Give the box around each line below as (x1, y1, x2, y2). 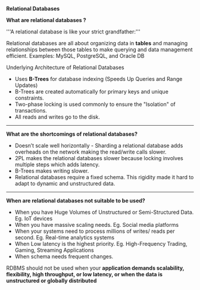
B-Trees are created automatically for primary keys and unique (14, 88, 168, 95)
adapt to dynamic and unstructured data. (14, 180, 115, 187)
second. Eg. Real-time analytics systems (14, 234, 115, 241)
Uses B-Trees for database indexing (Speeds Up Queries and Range (14, 76, 183, 82)
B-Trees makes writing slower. (14, 167, 89, 174)
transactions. (14, 107, 48, 114)
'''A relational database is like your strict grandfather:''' (6, 28, 141, 35)
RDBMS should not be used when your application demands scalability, (6, 264, 185, 272)
